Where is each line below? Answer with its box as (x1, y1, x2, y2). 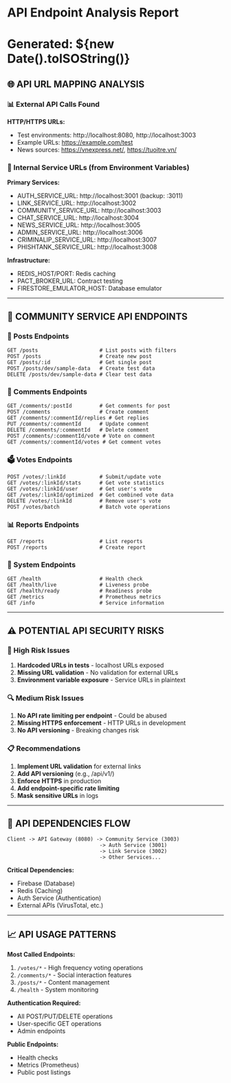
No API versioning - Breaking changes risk (16, 726, 140, 735)
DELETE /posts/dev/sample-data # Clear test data (7, 371, 153, 378)
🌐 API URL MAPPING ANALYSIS (7, 78, 145, 90)
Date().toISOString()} (7, 51, 131, 67)
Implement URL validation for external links (16, 762, 142, 770)
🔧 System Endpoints (7, 560, 76, 569)
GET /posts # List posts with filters (7, 347, 177, 354)
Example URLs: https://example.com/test (16, 138, 133, 147)
